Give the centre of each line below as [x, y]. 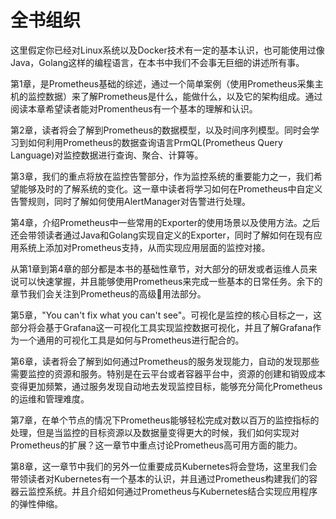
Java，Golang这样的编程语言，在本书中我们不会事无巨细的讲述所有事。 [157, 62]
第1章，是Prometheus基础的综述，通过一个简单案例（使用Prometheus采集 [162, 83]
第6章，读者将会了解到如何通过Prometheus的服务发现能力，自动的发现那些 [165, 361]
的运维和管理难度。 [50, 398]
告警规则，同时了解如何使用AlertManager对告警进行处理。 [130, 201]
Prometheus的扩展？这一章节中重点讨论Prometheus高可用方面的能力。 [156, 445]
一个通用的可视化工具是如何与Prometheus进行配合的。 [131, 340]
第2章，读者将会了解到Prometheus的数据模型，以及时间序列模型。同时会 [161, 130]
